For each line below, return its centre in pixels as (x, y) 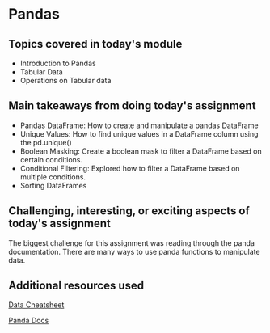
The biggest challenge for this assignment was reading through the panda (131, 242)
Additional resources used (76, 286)
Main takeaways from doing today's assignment (132, 106)
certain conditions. (51, 159)
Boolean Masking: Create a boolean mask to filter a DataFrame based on (141, 151)
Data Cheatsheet (36, 305)
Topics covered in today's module (95, 44)
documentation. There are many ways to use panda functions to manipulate (134, 251)
